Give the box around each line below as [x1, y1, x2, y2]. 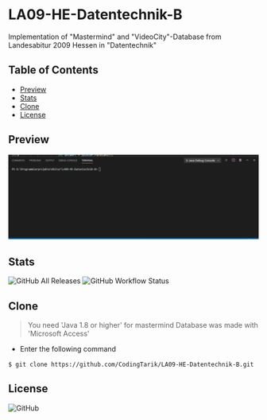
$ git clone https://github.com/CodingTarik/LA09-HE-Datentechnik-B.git [8, 360, 254, 368]
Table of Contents [8, 64, 99, 77]
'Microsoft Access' [27, 329, 90, 338]
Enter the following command [19, 344, 117, 353]
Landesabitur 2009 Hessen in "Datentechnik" [8, 40, 157, 49]
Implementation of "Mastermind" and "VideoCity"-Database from [8, 32, 222, 41]
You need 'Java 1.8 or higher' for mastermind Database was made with [27, 320, 258, 329]
